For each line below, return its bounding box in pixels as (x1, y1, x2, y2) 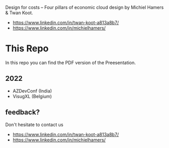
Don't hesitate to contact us (5, 122, 64, 128)
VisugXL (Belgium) (12, 93, 52, 99)
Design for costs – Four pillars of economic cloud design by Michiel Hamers (5, 5, 164, 10)
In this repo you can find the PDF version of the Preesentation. (5, 60, 136, 66)
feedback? (5, 108, 40, 116)
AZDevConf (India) (12, 87, 52, 94)
